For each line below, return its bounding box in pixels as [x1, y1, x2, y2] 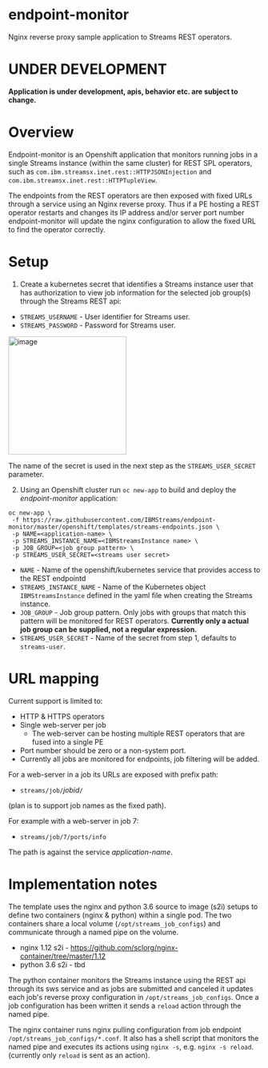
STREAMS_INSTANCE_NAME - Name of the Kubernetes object [19, 582, 206, 592]
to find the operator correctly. [8, 224, 106, 234]
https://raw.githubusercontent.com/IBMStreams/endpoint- [22, 516, 217, 524]
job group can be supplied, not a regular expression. [19, 624, 198, 634]
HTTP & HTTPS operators [19, 711, 106, 721]
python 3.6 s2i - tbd [19, 959, 86, 970]
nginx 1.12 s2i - [19, 942, 70, 952]
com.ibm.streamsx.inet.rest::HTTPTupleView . [8, 175, 158, 185]
